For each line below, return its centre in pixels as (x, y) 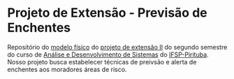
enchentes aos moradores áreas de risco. (67, 69)
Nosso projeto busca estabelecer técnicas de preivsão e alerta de (102, 62)
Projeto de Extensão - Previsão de (107, 13)
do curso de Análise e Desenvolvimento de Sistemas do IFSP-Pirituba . (108, 55)
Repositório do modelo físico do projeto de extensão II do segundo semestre (117, 47)
